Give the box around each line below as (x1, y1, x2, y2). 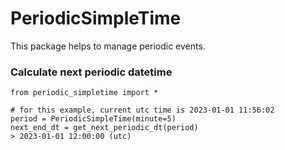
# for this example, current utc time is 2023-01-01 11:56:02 (10, 105, 275, 116)
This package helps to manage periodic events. (10, 40, 206, 52)
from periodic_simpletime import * (10, 88, 159, 98)
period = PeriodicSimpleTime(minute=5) (10, 114, 177, 124)
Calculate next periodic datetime (10, 65, 173, 79)
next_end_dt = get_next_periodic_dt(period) (10, 123, 199, 133)
